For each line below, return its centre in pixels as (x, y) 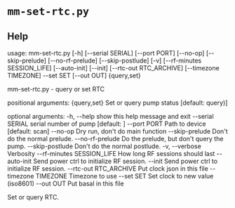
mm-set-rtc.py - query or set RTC (56, 89)
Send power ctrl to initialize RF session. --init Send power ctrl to (125, 161)
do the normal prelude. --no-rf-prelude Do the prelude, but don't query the (115, 139)
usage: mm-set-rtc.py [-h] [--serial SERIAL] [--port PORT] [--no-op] (106, 53)
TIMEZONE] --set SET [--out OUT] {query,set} (74, 76)
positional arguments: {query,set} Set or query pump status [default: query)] (117, 103)
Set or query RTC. (33, 197)
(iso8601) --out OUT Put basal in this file (66, 183)
